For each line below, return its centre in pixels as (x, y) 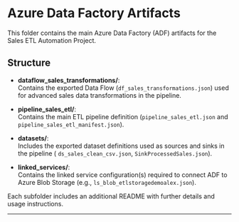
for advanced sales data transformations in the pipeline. (99, 95)
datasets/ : (33, 138)
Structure (29, 63)
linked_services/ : (44, 167)
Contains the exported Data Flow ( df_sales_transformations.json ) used (123, 88)
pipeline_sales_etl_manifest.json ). (71, 124)
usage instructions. (36, 203)
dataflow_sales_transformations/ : (69, 80)
